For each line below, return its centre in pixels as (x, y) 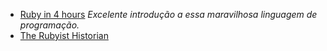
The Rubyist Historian (64, 35)
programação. (49, 25)
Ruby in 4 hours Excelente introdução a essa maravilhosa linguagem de (168, 14)
